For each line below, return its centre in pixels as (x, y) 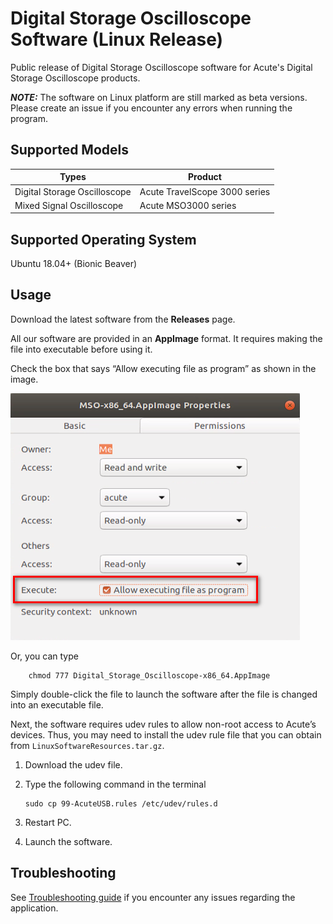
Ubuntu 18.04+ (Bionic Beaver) (74, 264)
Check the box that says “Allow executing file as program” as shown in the (163, 368)
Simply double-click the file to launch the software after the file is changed (164, 694)
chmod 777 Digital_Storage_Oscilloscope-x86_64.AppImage (149, 675)
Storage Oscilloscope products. (75, 78)
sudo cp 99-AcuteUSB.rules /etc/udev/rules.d (121, 803)
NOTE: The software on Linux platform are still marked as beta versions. (159, 97)
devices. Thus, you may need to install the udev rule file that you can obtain (166, 734)
